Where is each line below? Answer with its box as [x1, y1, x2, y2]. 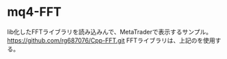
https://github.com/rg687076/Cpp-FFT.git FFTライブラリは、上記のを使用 [7, 36, 215, 45]
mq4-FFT [7, 4, 62, 20]
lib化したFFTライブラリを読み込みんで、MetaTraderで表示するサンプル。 [7, 27, 212, 36]
